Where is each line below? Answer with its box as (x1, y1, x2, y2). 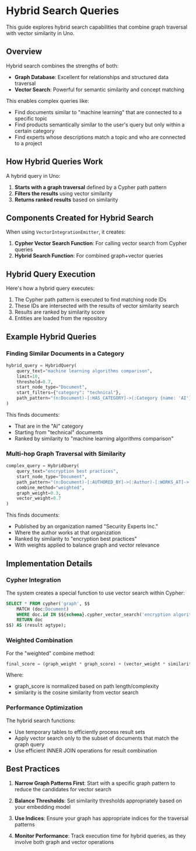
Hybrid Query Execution (6, 269, 96, 279)
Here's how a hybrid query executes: (6, 285, 95, 292)
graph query (14, 740, 45, 747)
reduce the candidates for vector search (14, 785, 112, 792)
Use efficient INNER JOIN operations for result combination (14, 747, 157, 754)
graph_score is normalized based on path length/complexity (14, 683, 159, 690)
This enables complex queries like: (6, 97, 89, 104)
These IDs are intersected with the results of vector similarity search (14, 303, 179, 310)
